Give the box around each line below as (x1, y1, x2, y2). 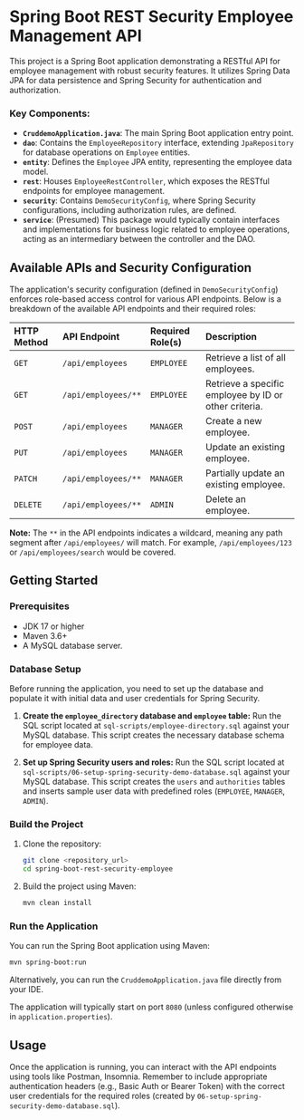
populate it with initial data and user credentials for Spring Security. (9, 693, 261, 704)
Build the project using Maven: (22, 881, 137, 892)
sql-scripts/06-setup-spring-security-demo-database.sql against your (22, 767, 290, 777)
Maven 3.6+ (22, 630, 68, 641)
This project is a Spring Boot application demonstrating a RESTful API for (9, 55, 280, 66)
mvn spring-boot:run (9, 958, 88, 967)
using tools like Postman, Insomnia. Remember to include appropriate (9, 1071, 268, 1082)
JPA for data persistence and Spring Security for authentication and (9, 74, 262, 85)
